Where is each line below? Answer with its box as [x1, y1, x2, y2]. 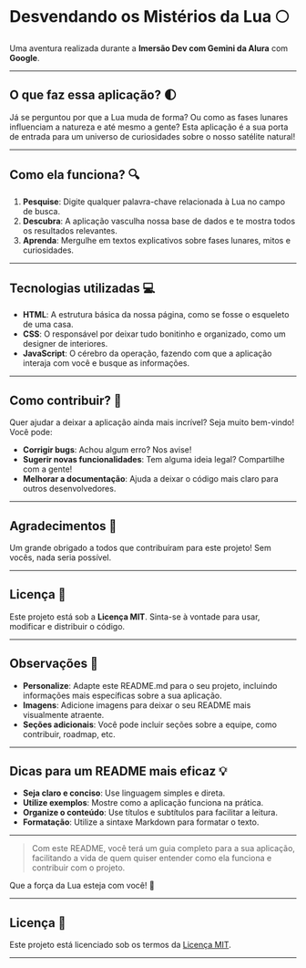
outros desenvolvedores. [22, 484, 117, 494]
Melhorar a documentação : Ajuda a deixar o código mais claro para [22, 474, 280, 484]
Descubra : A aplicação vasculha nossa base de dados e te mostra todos [22, 215, 296, 226]
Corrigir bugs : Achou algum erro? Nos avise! [22, 444, 192, 455]
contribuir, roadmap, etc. [22, 728, 116, 739]
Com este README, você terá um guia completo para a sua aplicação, [31, 843, 296, 854]
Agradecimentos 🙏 [9, 518, 117, 534]
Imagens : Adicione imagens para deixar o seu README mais [22, 699, 251, 711]
